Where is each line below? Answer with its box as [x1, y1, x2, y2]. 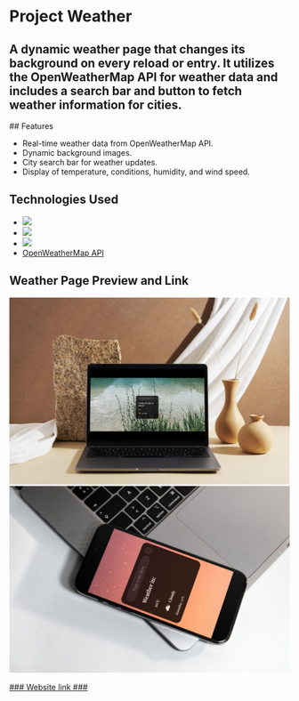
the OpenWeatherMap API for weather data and [9, 69, 279, 85]
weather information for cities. [9, 97, 182, 112]
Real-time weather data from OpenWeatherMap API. [21, 138, 214, 149]
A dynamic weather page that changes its [9, 42, 246, 57]
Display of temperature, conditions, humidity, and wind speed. [21, 166, 251, 177]
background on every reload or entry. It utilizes [9, 55, 275, 70]
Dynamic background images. [21, 148, 133, 157]
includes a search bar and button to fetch [9, 83, 243, 99]
